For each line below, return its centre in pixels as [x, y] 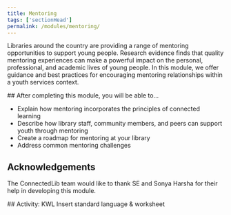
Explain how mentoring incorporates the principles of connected [109, 109]
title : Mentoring [32, 13]
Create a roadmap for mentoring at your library [83, 138]
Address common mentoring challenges [74, 146]
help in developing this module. [52, 191]
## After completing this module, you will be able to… [83, 95]
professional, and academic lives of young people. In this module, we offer [113, 68]
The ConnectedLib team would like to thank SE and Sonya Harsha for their [113, 183]
